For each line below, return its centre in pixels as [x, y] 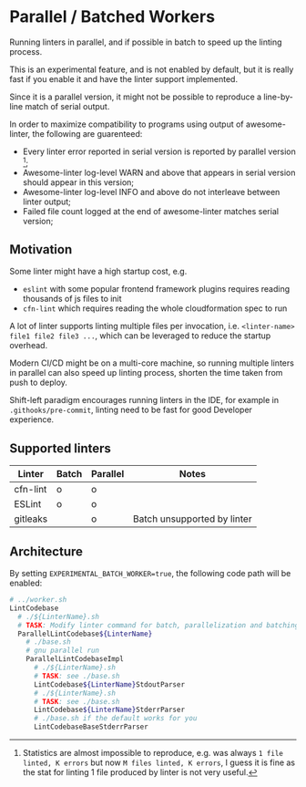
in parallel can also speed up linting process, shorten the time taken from [146, 373]
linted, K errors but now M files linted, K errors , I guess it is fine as [159, 762]
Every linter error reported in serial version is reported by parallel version [159, 151]
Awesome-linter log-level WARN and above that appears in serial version [159, 172]
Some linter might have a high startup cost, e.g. [98, 272]
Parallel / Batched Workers [112, 17]
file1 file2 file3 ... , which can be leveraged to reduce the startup [140, 336]
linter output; [46, 202]
